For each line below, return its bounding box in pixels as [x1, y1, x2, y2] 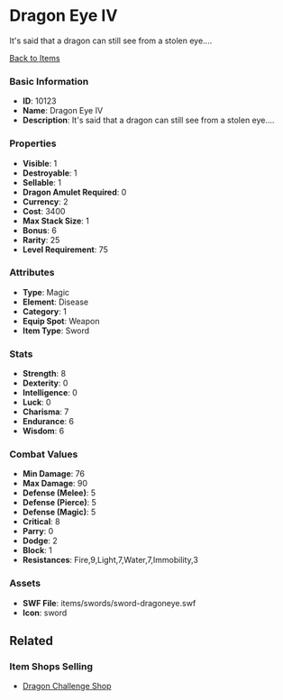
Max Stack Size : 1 [22, 215, 90, 226]
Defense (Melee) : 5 [22, 487, 96, 498]
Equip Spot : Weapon [22, 315, 100, 326]
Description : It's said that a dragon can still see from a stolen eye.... [22, 114, 275, 126]
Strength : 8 [22, 368, 66, 379]
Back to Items [9, 52, 60, 63]
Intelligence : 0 [22, 387, 78, 398]
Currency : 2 [22, 195, 69, 207]
